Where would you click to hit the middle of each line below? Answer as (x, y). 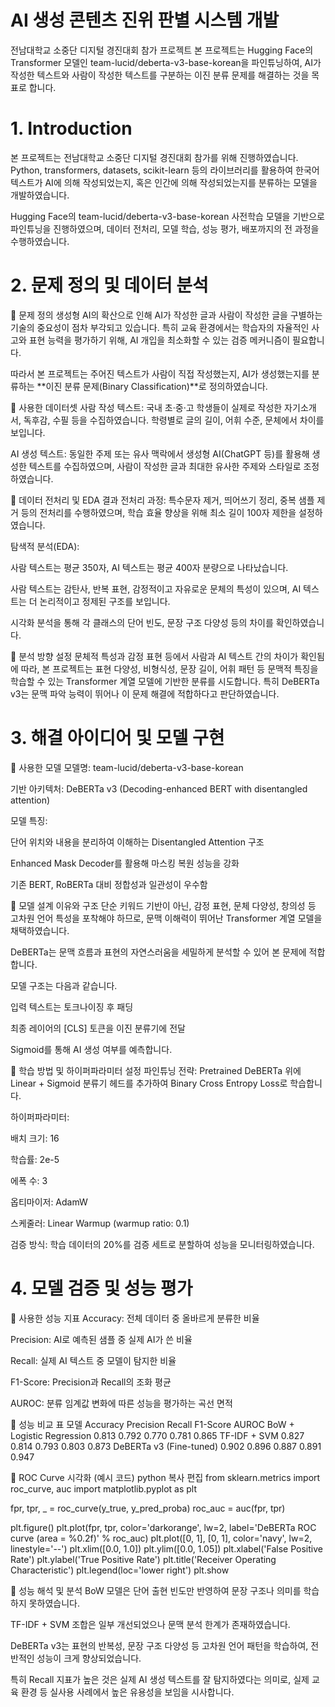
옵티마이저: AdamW (49, 1202)
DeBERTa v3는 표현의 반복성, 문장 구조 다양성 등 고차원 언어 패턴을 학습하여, (159, 1645)
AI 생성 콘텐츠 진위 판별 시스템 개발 (145, 20)
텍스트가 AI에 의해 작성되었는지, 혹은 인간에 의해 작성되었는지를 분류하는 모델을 (164, 182)
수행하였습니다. (40, 241)
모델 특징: (29, 820)
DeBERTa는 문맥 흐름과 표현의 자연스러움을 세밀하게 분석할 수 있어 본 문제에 (158, 952)
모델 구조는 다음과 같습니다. (64, 985)
